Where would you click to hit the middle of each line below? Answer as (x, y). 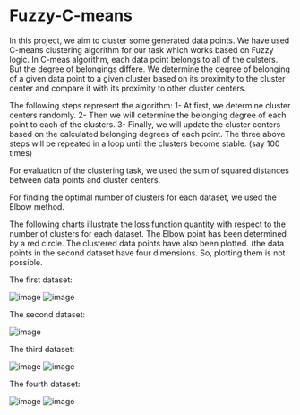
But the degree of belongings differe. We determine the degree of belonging (150, 69)
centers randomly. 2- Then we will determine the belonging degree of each (148, 115)
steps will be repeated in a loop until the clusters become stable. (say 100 (145, 143)
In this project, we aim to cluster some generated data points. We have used (150, 40)
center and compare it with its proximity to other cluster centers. (128, 88)
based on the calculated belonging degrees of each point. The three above (147, 134)
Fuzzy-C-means (71, 16)
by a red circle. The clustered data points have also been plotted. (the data (147, 243)
